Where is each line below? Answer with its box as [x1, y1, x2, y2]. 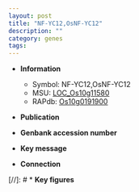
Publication [19, 112, 60, 122]
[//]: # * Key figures [8, 175, 74, 185]
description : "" [8, 27, 63, 35]
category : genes [8, 34, 63, 43]
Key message [19, 144, 67, 153]
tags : [8, 42, 27, 50]
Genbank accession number [19, 128, 117, 138]
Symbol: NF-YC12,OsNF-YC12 [32, 80, 131, 90]
